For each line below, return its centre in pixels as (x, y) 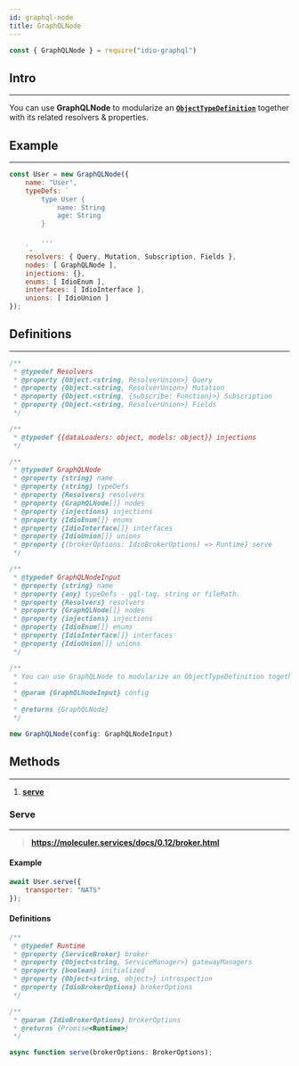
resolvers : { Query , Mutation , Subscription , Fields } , (131, 256)
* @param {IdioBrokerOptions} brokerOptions (97, 1020)
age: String (79, 216)
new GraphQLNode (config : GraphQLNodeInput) (91, 734)
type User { (64, 199)
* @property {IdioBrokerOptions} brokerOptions (103, 987)
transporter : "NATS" (63, 890)
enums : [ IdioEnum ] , (65, 282)
